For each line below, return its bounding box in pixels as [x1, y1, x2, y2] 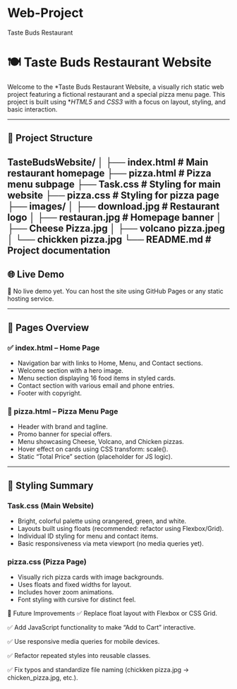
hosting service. [7, 294, 54, 303]
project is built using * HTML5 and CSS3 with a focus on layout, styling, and [7, 97, 226, 106]
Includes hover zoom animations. [17, 588, 114, 597]
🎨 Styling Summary [7, 479, 94, 491]
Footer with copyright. [17, 389, 83, 397]
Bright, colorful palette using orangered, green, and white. [17, 517, 187, 525]
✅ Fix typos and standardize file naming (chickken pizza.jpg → [7, 666, 189, 674]
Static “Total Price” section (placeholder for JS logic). [17, 453, 173, 461]
